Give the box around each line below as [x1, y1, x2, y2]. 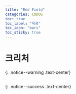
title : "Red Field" [5, 7, 45, 12]
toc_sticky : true [5, 30, 41, 35]
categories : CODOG [5, 12, 43, 17]
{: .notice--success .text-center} [5, 84, 72, 90]
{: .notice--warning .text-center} [5, 69, 71, 75]
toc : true [5, 16, 26, 21]
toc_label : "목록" [5, 21, 41, 26]
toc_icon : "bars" [5, 26, 41, 31]
